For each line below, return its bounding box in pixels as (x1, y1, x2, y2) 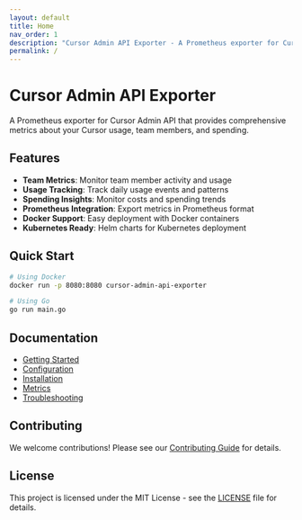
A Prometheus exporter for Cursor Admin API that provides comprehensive (9, 115, 287, 126)
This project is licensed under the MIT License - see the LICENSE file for (9, 492, 277, 503)
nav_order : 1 (9, 30, 58, 39)
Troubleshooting (22, 392, 84, 403)
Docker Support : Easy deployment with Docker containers (22, 212, 240, 223)
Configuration (22, 363, 74, 374)
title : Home (9, 22, 54, 31)
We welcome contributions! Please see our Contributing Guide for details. (9, 442, 281, 453)
